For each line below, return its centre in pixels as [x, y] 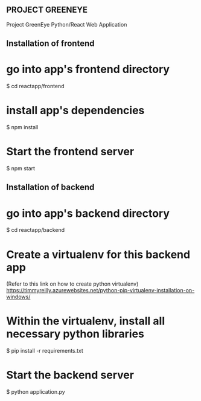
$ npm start [21, 168]
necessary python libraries [75, 334]
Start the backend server [70, 375]
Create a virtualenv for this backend [98, 255]
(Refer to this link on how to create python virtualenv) [72, 284]
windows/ [18, 297]
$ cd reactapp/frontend [35, 86]
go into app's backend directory [88, 213]
